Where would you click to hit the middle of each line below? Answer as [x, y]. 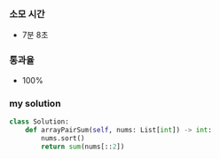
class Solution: [39, 122]
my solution [35, 103]
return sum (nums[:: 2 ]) [83, 147]
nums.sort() [63, 138]
